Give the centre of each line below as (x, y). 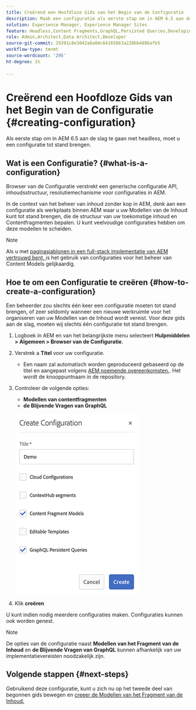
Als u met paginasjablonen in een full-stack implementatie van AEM (87, 251)
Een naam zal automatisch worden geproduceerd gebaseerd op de (104, 364)
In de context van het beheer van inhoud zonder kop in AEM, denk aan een (96, 204)
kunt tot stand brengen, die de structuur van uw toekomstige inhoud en (92, 216)
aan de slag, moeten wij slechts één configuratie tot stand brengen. (87, 324)
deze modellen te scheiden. (39, 229)
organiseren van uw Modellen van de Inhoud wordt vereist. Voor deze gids (96, 318)
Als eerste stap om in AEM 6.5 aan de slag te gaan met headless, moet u (93, 139)
